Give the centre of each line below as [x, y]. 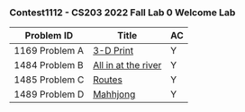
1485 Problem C [49, 80]
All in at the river [127, 65]
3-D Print [113, 51]
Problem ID [49, 36]
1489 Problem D [49, 94]
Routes [108, 80]
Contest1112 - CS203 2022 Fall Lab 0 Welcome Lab [122, 13]
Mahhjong [114, 94]
